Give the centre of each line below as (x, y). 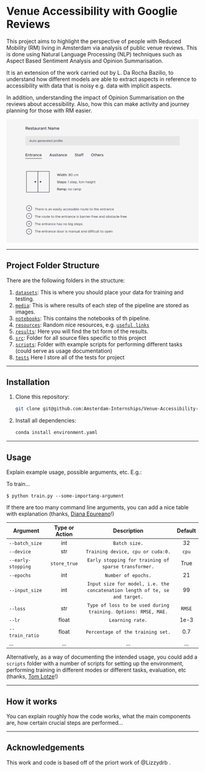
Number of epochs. (128, 575)
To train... (18, 484)
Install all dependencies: (45, 421)
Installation (28, 382)
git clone (28, 409)
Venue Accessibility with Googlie (92, 11)
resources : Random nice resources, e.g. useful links (82, 324)
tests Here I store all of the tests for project (70, 357)
